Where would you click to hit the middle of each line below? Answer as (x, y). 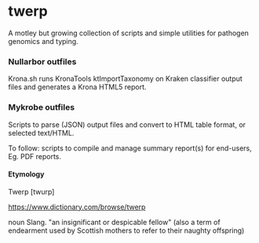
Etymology (26, 174)
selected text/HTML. (41, 132)
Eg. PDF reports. (35, 156)
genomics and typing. (43, 41)
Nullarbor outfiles (42, 61)
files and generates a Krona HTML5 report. (77, 87)
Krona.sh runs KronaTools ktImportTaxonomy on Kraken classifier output (126, 79)
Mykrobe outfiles (42, 107)
